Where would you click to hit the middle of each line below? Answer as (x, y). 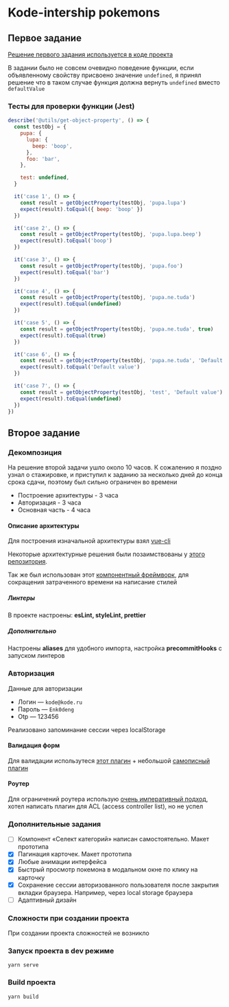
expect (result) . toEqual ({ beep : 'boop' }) (82, 209)
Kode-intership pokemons (84, 13)
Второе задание (44, 433)
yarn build (23, 997)
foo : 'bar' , (43, 159)
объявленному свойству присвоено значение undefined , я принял (105, 75)
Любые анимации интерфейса (62, 862)
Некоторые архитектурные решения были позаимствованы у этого (106, 554)
